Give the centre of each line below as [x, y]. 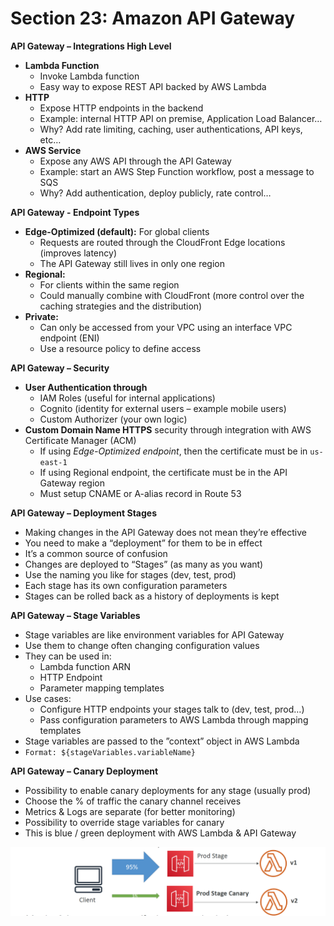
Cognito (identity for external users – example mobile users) [163, 408]
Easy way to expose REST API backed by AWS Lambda [153, 86]
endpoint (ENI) [69, 338]
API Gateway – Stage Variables [75, 615]
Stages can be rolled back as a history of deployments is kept [152, 596]
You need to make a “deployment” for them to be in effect [143, 543]
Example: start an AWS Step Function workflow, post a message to [177, 171]
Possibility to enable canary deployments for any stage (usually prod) [168, 790]
